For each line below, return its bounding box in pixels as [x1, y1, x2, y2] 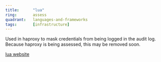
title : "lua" [5, 7, 44, 13]
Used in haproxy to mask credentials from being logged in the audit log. [5, 36, 156, 42]
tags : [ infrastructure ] [5, 22, 70, 27]
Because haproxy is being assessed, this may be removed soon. [5, 42, 141, 48]
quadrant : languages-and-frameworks [5, 17, 88, 22]
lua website [5, 51, 30, 57]
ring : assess [5, 12, 47, 17]
